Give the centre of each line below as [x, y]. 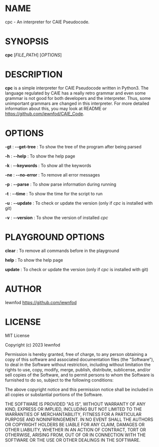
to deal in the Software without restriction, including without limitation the [78, 365]
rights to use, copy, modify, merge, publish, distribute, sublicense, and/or [78, 369]
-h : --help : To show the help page [40, 156]
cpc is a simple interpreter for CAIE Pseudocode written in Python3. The [77, 88]
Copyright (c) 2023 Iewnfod [33, 345]
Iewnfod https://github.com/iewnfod [41, 302]
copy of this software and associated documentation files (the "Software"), [80, 359]
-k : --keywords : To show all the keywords [48, 165]
